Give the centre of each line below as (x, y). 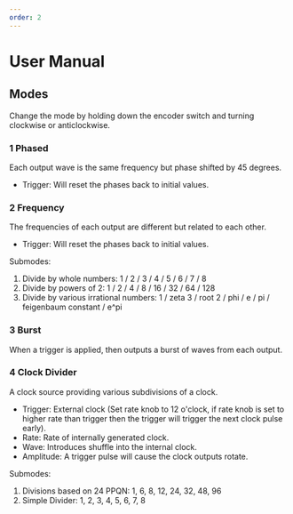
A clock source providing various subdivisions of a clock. (114, 391)
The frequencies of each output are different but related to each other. (138, 227)
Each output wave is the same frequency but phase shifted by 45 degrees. (146, 167)
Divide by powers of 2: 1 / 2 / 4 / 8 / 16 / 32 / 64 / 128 (119, 288)
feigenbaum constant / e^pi (72, 307)
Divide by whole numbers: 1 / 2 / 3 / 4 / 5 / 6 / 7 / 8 (114, 279)
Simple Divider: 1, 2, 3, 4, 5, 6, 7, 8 (84, 500)
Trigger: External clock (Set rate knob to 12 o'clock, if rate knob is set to (153, 409)
